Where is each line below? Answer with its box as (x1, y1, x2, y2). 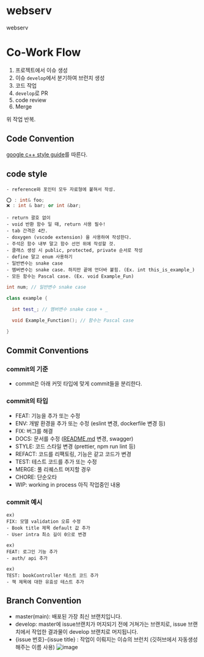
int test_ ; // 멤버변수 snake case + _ (12, 306, 108, 313)
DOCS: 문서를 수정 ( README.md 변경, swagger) (15, 435, 134, 442)
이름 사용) (31, 643, 55, 650)
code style (6, 169, 48, 180)
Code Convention (6, 134, 75, 144)
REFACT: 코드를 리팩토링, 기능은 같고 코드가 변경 (15, 450, 131, 457)
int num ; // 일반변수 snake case (6, 284, 87, 291)
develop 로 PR (15, 89, 48, 97)
